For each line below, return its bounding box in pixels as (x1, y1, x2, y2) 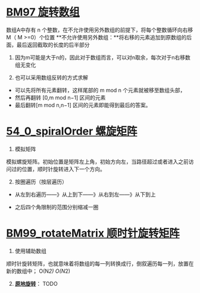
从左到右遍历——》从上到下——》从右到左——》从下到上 (14, 191, 156, 198)
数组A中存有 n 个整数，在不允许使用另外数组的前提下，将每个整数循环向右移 (6, 26, 193, 33)
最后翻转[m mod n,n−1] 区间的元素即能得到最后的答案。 (14, 101, 151, 108)
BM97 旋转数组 (6, 5, 80, 19)
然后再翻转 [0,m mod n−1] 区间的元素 (14, 93, 106, 101)
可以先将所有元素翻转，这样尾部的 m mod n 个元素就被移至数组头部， (14, 86, 186, 93)
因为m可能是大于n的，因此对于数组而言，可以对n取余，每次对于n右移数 (14, 54, 190, 61)
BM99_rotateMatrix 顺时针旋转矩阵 (6, 227, 180, 240)
